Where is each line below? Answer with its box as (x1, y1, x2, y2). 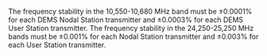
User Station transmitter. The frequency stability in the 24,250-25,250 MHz (8, 24, 254, 32)
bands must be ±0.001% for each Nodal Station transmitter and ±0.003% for (8, 32, 259, 41)
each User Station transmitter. (8, 40, 106, 50)
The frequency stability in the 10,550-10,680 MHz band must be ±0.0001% (8, 7, 253, 16)
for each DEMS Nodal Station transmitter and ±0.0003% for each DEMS (8, 15, 244, 24)
